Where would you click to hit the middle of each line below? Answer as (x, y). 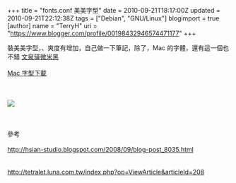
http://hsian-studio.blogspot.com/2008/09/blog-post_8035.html (101, 149)
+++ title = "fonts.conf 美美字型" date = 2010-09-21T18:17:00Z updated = (114, 10)
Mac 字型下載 (27, 73)
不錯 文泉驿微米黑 (33, 57)
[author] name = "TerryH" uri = (52, 26)
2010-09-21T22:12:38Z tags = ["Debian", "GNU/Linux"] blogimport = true (113, 18)
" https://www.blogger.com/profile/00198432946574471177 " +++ (102, 33)
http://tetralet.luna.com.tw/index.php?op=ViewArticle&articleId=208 (106, 172)
